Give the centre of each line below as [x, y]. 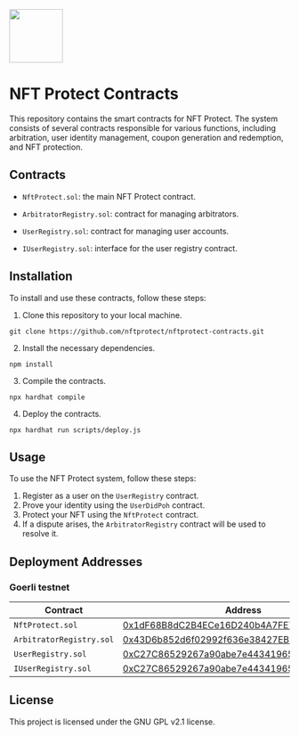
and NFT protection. [46, 147]
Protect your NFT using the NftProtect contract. [110, 515]
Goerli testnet [40, 587]
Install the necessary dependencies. [89, 348]
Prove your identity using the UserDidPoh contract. [113, 505]
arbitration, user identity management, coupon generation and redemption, [146, 137]
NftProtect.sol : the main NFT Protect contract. [109, 196]
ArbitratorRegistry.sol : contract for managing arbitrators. [130, 214]
